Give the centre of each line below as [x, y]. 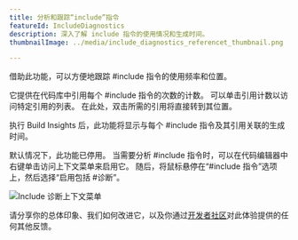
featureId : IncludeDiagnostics [67, 26]
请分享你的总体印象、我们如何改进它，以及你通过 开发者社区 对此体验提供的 [145, 215]
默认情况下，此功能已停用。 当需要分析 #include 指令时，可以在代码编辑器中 [149, 156]
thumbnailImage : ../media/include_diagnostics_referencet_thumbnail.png [146, 42]
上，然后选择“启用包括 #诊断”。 [67, 178]
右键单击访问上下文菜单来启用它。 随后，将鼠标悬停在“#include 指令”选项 [143, 166]
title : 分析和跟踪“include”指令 [64, 17]
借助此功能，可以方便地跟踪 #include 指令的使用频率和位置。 [121, 76]
